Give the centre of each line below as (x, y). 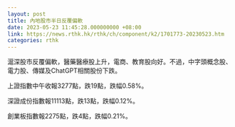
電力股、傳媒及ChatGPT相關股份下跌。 (64, 71)
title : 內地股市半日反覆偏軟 (45, 21)
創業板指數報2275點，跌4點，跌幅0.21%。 (69, 116)
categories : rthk (33, 41)
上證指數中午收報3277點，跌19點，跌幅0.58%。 (78, 86)
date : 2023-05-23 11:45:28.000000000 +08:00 (74, 27)
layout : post (27, 14)
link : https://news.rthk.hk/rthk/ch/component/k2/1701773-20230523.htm (116, 34)
